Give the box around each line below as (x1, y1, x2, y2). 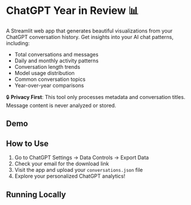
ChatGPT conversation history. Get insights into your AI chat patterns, (6, 33, 174, 40)
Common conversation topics (14, 76, 86, 83)
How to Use (6, 139, 49, 149)
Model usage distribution (14, 69, 75, 76)
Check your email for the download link (14, 160, 109, 167)
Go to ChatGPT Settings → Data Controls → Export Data (14, 154, 149, 161)
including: (6, 40, 30, 47)
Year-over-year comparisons (14, 82, 85, 89)
